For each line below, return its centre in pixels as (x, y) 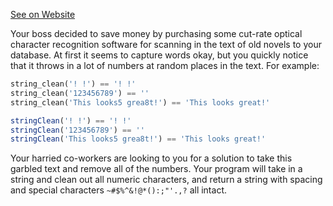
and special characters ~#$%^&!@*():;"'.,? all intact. (118, 190)
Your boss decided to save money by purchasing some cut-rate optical (156, 33)
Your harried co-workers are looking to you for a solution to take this (151, 158)
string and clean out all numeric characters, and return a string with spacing (166, 180)
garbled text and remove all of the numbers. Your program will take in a (156, 169)
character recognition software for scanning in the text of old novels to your (166, 44)
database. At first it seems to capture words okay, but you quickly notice (159, 55)
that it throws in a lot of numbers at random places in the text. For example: (165, 65)
